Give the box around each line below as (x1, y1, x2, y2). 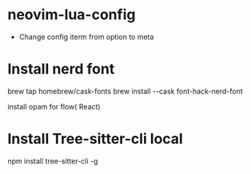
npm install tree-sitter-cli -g (7, 156, 98, 165)
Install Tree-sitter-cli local (7, 130, 183, 148)
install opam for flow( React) (7, 101, 101, 111)
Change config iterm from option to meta (18, 32, 154, 42)
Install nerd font (7, 60, 115, 78)
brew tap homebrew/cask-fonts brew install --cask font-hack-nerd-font (7, 86, 243, 96)
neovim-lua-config (7, 6, 136, 24)
